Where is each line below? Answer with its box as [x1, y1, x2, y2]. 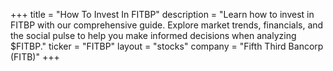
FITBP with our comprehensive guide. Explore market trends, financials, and [10, 19, 324, 31]
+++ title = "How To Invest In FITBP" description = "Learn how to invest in [10, 9, 315, 20]
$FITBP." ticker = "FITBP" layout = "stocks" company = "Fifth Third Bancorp [10, 40, 324, 52]
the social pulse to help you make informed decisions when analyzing [10, 30, 297, 41]
